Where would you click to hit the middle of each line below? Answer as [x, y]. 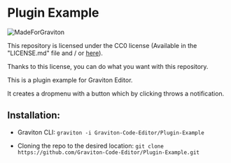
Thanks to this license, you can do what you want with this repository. [108, 66]
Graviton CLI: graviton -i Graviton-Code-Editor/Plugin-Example [111, 132]
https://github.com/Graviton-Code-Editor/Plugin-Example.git [108, 152]
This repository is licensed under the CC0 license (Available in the [102, 45]
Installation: [34, 115]
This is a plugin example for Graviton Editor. [70, 80]
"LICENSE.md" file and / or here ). [55, 53]
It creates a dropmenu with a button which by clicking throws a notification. [116, 93]
